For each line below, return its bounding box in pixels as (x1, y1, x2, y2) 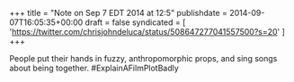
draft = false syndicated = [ (85, 17, 186, 28)
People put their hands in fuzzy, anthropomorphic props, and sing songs (9, 53, 278, 63)
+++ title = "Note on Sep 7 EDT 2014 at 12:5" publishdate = (9, 8, 227, 18)
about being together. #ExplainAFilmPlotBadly (9, 62, 180, 73)
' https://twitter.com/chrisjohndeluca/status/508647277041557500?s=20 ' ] (9, 27, 286, 37)
